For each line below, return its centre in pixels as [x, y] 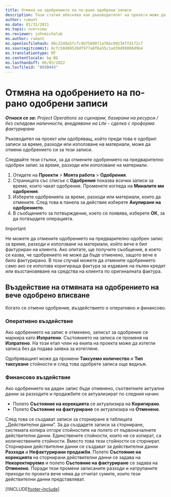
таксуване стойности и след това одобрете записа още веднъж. [76, 364]
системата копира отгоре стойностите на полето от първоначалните [81, 430]
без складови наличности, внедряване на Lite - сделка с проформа [80, 123]
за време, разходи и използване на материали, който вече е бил [76, 244]
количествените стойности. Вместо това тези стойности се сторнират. [83, 441]
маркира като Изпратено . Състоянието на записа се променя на [77, 338]
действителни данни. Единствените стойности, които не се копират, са [83, 436]
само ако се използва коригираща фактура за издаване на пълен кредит [85, 266]
